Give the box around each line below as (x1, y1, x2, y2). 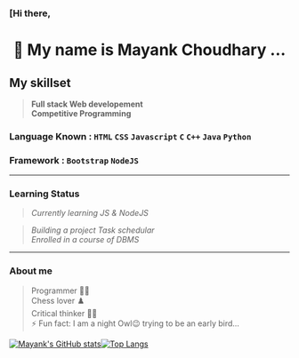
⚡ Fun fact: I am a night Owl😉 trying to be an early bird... (30, 318, 240, 329)
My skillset (9, 75, 71, 91)
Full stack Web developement (30, 99, 144, 109)
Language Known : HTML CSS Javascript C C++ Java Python (9, 130, 252, 142)
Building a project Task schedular (30, 225, 155, 235)
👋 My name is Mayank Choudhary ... (12, 40, 287, 60)
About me (9, 265, 53, 277)
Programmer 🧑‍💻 (30, 285, 91, 296)
